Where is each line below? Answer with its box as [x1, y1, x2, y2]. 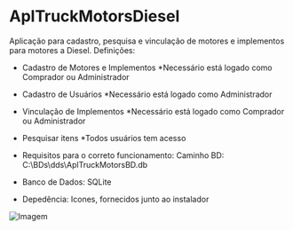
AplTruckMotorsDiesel [9, 6, 180, 27]
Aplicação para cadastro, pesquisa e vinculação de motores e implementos [9, 36, 285, 46]
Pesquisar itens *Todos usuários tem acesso [21, 132, 186, 143]
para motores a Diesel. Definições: [9, 44, 136, 55]
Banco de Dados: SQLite [21, 176, 112, 187]
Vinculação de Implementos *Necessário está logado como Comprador [21, 106, 285, 116]
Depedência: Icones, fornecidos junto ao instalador [21, 194, 210, 204]
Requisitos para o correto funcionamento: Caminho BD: [21, 149, 225, 161]
